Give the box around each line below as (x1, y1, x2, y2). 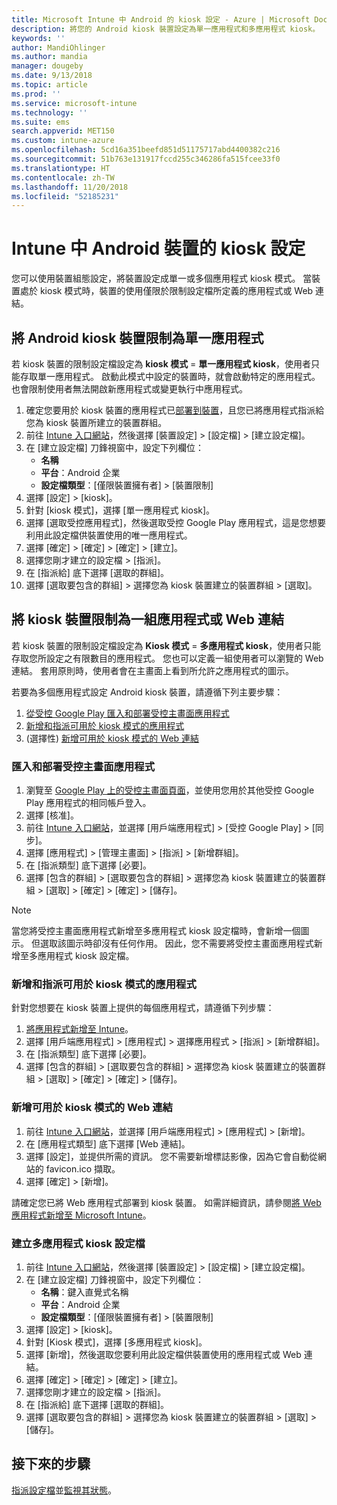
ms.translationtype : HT (11, 163, 111, 173)
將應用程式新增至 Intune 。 (25, 1023, 134, 1035)
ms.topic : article (11, 80, 88, 90)
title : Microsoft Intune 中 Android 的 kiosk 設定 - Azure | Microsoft (11, 14, 311, 25)
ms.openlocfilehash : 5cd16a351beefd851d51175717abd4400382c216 (11, 145, 281, 155)
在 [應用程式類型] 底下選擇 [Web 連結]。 (25, 1137, 191, 1150)
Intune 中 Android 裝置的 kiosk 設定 (11, 237, 306, 260)
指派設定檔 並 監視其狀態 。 (11, 1484, 117, 1496)
